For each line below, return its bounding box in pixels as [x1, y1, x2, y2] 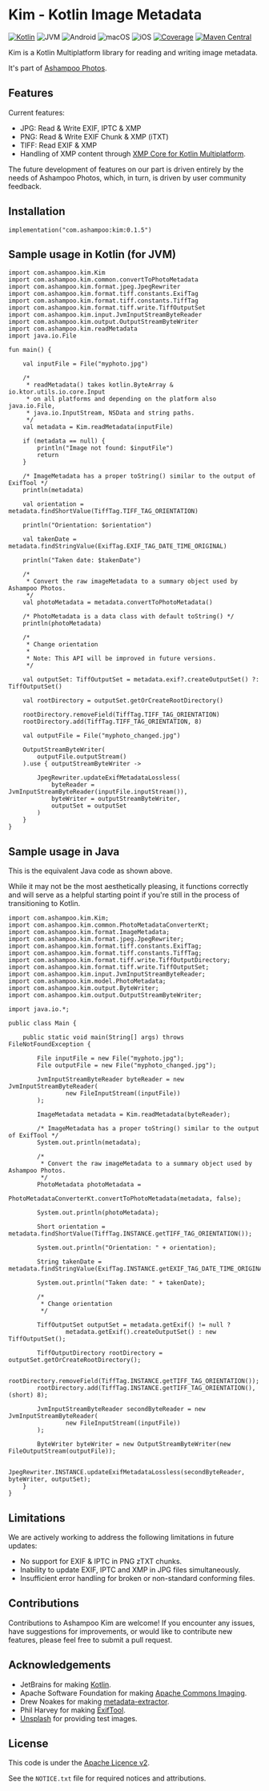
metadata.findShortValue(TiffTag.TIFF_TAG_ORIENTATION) [8, 507, 199, 515]
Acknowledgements [8, 1658, 111, 1672]
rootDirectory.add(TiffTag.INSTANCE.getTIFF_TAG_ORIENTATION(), [37, 1385, 256, 1393]
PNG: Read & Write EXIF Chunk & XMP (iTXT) [19, 131, 170, 141]
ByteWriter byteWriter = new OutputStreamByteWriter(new [37, 1441, 231, 1449]
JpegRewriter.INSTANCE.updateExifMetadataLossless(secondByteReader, [8, 1469, 246, 1477]
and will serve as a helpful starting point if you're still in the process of [8, 890, 240, 900]
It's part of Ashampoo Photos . [8, 63, 107, 73]
